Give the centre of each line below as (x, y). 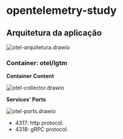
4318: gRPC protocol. (42, 129)
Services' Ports (26, 100)
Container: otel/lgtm (37, 63)
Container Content (30, 76)
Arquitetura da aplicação (54, 33)
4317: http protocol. (39, 123)
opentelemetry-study (62, 11)
